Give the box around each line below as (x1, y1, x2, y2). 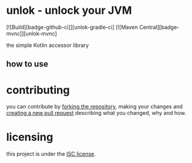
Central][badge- (139, 23, 179, 31)
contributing (6, 83, 70, 97)
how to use (6, 59, 49, 69)
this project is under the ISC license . (6, 150, 96, 158)
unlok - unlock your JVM (6, 4, 132, 17)
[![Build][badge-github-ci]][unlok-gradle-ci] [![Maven (6, 23, 138, 31)
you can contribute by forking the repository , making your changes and (6, 103, 183, 110)
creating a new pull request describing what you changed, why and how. (6, 109, 187, 117)
